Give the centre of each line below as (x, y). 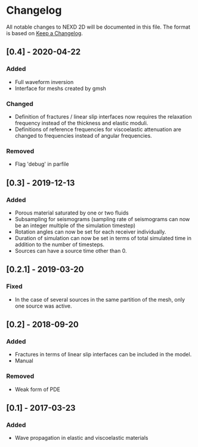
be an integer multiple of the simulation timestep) (75, 225)
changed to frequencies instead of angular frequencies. (83, 135)
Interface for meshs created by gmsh (60, 88)
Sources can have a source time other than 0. (71, 250)
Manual (24, 361)
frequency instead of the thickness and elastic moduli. (81, 123)
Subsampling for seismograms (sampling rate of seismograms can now (102, 219)
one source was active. (44, 306)
